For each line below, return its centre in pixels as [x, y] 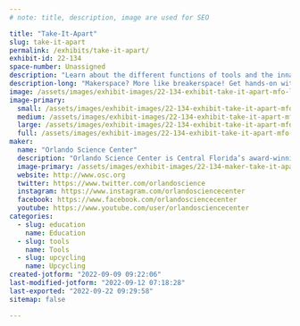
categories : [31, 216]
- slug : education [52, 224]
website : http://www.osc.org [71, 175]
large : [29, 125]
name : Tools [47, 250]
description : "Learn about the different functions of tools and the [142, 75]
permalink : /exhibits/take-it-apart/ [79, 50]
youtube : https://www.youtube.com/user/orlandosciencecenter [133, 208]
